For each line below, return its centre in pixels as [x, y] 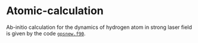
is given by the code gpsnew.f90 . [46, 33]
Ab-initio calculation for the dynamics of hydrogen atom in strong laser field [99, 27]
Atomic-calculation [55, 11]
